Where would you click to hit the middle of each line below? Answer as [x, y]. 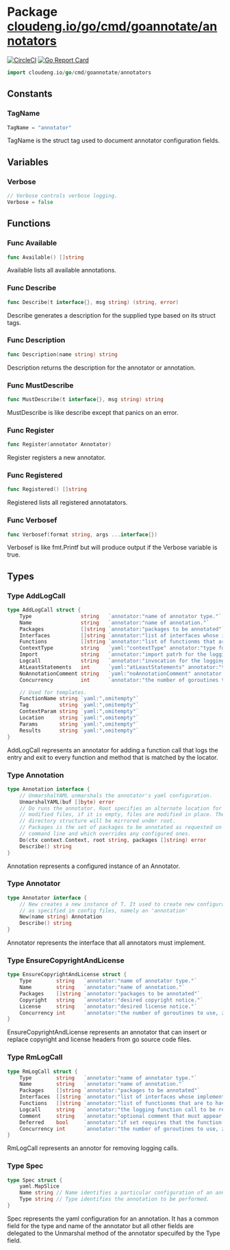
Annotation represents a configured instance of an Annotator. [93, 866]
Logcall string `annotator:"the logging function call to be [117, 1110]
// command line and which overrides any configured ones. [105, 834]
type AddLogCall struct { [44, 610]
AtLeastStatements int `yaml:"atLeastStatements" [102, 667]
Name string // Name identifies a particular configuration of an [116, 1193]
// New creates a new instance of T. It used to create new [107, 904]
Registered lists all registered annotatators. [67, 502]
